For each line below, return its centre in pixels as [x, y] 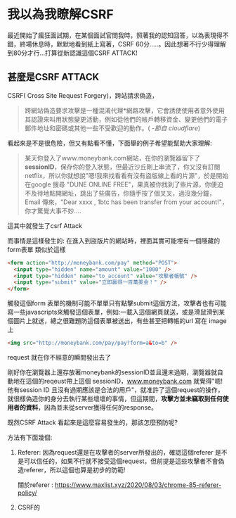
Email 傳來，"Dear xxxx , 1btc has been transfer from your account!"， [126, 202]
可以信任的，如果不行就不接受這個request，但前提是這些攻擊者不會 [121, 461]
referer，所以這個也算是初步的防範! [74, 470]
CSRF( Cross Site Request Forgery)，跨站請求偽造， [83, 95]
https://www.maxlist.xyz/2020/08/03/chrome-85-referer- [138, 485]
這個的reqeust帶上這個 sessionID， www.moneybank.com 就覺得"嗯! [124, 381]
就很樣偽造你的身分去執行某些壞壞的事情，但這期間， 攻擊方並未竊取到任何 [115, 399]
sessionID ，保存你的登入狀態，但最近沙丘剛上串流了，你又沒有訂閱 [122, 167]
